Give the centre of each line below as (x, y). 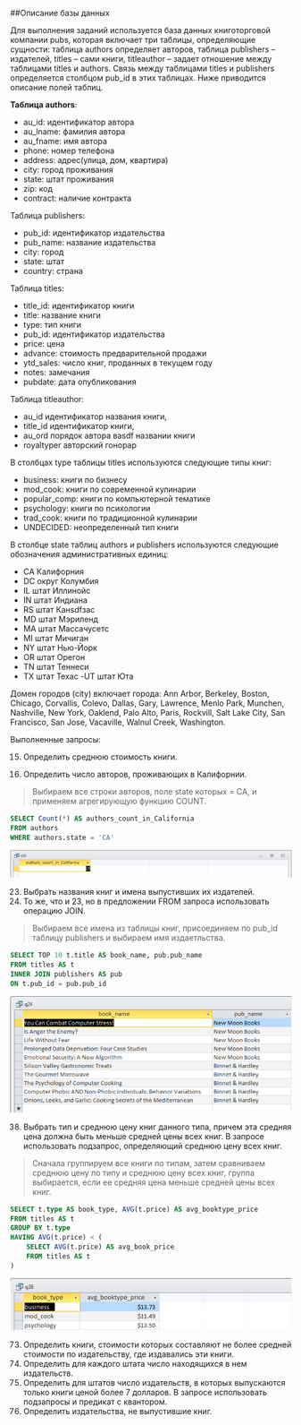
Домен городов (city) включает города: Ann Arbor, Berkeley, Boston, (140, 694)
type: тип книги (52, 325)
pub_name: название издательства (89, 242)
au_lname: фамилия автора (74, 132)
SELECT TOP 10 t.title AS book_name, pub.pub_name (106, 956)
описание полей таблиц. (57, 87)
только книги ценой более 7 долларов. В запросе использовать (145, 1392)
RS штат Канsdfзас (59, 609)
